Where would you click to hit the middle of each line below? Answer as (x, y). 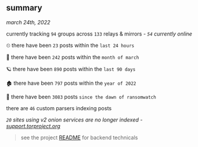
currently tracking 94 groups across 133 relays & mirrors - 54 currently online (99, 34)
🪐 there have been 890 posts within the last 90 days (71, 69)
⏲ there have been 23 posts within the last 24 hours (70, 45)
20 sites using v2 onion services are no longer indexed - (74, 120)
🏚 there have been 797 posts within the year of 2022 (71, 83)
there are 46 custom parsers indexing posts (59, 108)
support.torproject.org (33, 126)
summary (24, 8)
